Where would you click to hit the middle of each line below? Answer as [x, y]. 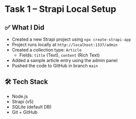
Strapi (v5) [23, 101]
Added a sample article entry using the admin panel [65, 60]
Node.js [20, 96]
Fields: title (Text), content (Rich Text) [60, 55]
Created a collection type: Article [47, 50]
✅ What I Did [25, 28]
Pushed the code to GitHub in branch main [55, 66]
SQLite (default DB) [32, 107]
